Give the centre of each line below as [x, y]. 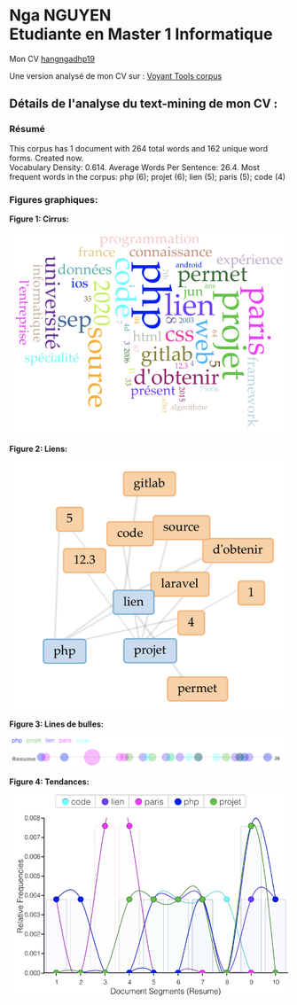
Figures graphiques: [54, 199]
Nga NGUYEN [60, 16]
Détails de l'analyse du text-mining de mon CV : [144, 104]
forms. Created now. [47, 158]
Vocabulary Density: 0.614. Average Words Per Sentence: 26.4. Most [134, 167]
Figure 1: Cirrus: [39, 219]
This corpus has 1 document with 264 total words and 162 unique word [139, 148]
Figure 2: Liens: [39, 448]
